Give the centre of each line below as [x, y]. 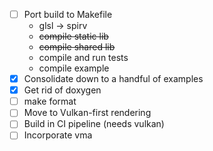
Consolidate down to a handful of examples [113, 79]
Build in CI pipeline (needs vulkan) [94, 124]
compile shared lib [77, 47]
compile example [74, 68]
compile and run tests [83, 58]
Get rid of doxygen [62, 90]
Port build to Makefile [68, 14]
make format [50, 101]
